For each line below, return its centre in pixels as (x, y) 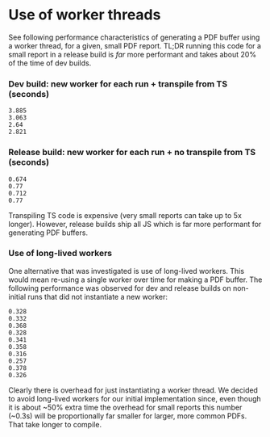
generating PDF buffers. (48, 233)
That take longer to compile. (55, 424)
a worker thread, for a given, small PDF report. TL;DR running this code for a (135, 45)
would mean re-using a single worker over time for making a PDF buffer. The (135, 279)
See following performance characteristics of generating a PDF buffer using (134, 37)
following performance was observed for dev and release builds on (120, 288)
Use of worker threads (85, 15)
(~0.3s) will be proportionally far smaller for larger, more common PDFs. (128, 416)
